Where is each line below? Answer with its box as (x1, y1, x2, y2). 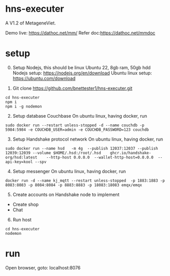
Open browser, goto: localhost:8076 (5, 264, 81, 270)
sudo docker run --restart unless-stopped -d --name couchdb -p (5, 123, 145, 128)
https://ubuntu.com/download (12, 75, 76, 81)
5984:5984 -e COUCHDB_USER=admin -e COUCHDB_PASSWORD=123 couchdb (5, 127, 149, 132)
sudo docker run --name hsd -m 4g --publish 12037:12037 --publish (5, 146, 158, 151)
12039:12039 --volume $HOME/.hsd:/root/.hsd (5, 150, 101, 155)
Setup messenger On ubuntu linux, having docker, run (12, 168, 126, 174)
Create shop (12, 201, 39, 207)
